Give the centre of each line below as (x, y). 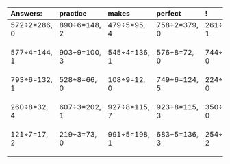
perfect (169, 13)
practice (73, 13)
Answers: (26, 13)
